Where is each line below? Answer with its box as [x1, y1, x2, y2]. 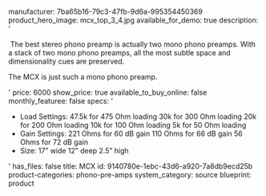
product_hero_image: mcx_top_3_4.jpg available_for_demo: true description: [8, 15, 259, 25]
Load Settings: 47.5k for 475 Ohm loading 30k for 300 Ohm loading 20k [19, 112, 257, 121]
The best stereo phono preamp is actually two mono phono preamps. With [10, 39, 256, 49]
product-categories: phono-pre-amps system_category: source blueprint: [8, 170, 252, 179]
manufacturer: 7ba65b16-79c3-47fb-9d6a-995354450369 [8, 7, 203, 16]
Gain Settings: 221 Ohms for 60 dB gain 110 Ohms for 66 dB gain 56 [19, 129, 243, 138]
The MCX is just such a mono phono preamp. [8, 72, 158, 81]
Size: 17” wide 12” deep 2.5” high [19, 146, 130, 155]
